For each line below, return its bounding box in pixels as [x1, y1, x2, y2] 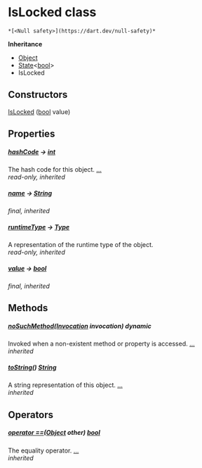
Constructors [8, 89, 68, 101]
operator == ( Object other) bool [8, 429, 100, 437]
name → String [8, 189, 53, 197]
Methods [8, 302, 48, 314]
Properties [8, 128, 55, 140]
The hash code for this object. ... [8, 165, 102, 174]
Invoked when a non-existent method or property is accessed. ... [8, 339, 195, 348]
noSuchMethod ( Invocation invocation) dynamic [8, 322, 151, 330]
